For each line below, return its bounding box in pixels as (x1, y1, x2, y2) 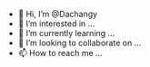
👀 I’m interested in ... (17, 18, 95, 29)
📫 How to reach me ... (17, 48, 103, 58)
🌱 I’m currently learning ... (17, 28, 115, 38)
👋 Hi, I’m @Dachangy (17, 9, 98, 19)
